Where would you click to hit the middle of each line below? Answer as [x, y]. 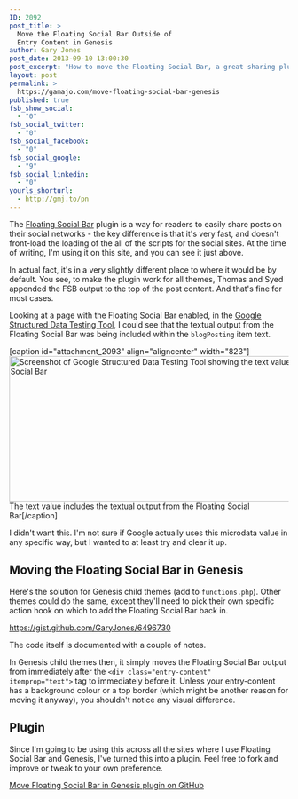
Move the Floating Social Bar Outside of [95, 34]
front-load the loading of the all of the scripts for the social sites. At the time [148, 243]
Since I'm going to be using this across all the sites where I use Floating [140, 749]
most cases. [31, 297]
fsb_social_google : [45, 158]
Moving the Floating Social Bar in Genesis [126, 570]
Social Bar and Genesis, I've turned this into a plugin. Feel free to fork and [144, 758]
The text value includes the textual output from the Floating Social [129, 506]
